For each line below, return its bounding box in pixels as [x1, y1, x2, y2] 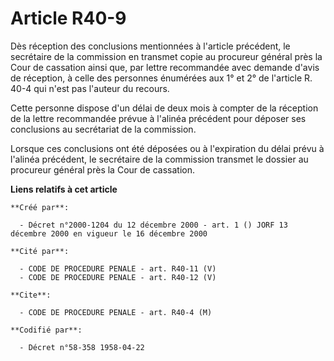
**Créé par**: [10, 202, 70, 212]
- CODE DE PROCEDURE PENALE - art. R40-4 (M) [19, 307, 213, 317]
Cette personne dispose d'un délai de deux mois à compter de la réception [10, 102, 319, 114]
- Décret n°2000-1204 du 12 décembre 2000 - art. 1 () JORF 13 [19, 220, 288, 230]
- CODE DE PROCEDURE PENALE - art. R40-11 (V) [19, 263, 217, 274]
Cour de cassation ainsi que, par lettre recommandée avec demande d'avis [10, 61, 320, 73]
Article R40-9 [10, 7, 127, 30]
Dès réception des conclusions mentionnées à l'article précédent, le [10, 40, 291, 52]
